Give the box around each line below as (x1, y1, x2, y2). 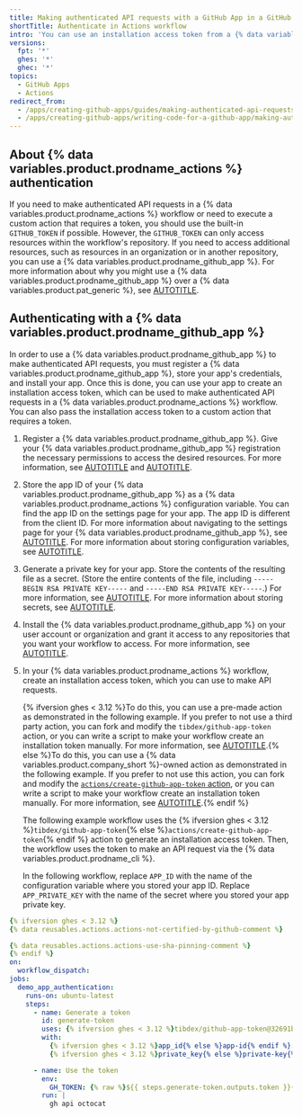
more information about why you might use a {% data (9, 265, 208, 276)
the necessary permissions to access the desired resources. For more (22, 451, 282, 463)
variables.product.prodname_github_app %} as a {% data (22, 488, 235, 499)
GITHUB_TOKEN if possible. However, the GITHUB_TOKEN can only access (9, 227, 265, 238)
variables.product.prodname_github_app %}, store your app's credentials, (9, 368, 283, 379)
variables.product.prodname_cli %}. (22, 853, 155, 863)
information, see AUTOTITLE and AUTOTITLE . (22, 461, 192, 472)
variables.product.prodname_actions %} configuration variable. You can (22, 498, 289, 509)
